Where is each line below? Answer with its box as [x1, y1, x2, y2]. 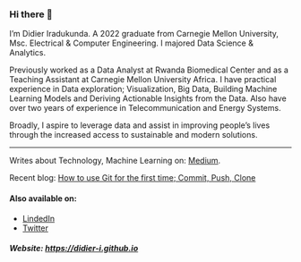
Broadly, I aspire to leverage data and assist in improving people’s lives [9, 120, 271, 131]
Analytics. [9, 47, 47, 58]
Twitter [21, 223, 49, 233]
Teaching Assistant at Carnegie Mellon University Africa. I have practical [9, 74, 277, 85]
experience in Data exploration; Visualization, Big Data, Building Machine [9, 84, 278, 95]
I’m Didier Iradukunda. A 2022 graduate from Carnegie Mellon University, [9, 29, 279, 39]
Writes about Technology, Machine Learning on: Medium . [9, 156, 221, 166]
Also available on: [9, 192, 78, 204]
